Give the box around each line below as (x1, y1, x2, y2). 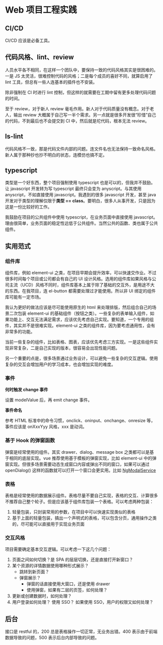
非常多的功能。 (5, 329, 35, 335)
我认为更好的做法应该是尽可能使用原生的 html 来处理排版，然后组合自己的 (5, 305, 152, 310)
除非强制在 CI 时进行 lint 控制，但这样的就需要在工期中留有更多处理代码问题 (5, 89, 156, 95)
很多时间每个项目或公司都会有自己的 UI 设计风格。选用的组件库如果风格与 (5, 276, 152, 282)
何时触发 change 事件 (5, 387, 49, 392)
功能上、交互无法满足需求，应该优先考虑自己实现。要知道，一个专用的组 (9, 317, 154, 322)
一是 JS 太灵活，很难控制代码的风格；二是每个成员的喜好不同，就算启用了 (5, 73, 153, 79)
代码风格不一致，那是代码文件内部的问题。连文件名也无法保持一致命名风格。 (5, 146, 158, 152)
